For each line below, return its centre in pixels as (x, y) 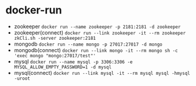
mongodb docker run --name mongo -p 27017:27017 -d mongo (88, 44)
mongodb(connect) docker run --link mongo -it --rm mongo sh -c (96, 50)
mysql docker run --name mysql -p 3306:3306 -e (73, 61)
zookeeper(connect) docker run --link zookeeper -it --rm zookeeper (100, 32)
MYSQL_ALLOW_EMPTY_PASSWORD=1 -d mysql (63, 67)
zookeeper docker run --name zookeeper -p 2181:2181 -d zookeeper (97, 26)
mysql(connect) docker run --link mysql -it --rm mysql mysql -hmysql (102, 73)
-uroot (22, 78)
